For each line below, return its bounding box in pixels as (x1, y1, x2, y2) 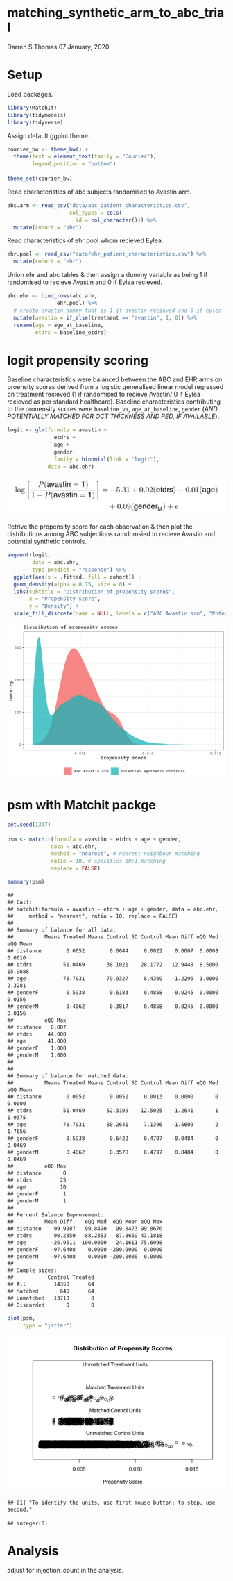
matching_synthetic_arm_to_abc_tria (7, 5, 225, 21)
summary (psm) (7, 879, 45, 886)
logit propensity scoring (7, 352, 149, 368)
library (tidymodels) (7, 111, 67, 119)
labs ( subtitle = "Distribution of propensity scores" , (13, 588, 175, 595)
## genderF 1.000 (7, 1044, 67, 1052)
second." (7, 1506, 33, 1513)
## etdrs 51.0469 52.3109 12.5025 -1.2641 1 (7, 1107, 218, 1114)
